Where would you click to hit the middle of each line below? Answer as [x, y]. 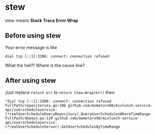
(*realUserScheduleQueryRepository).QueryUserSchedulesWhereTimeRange [78, 114]
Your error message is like [31, 47]
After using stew [31, 81]
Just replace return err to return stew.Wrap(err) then [60, 92]
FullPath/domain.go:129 [29, 118]
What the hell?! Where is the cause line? [45, 65]
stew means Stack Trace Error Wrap [42, 20]
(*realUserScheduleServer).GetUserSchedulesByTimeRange [63, 127]
